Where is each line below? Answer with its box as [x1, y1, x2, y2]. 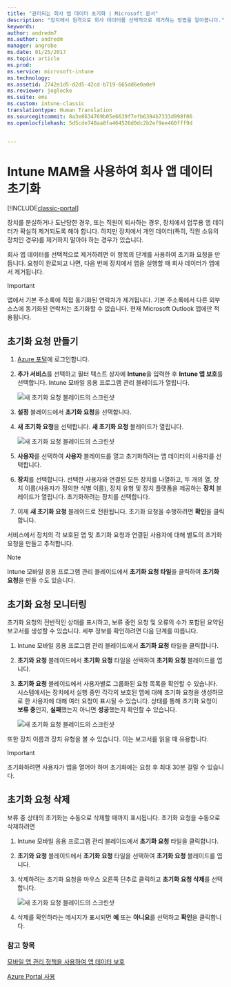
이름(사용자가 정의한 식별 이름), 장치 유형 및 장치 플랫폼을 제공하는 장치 [24, 484, 215, 492]
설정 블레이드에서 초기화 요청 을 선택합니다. [17, 408, 132, 416]
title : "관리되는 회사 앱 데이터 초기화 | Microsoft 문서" [7, 10, 159, 17]
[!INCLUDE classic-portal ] [7, 204, 79, 212]
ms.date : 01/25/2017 [7, 49, 67, 56]
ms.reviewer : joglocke [7, 87, 72, 94]
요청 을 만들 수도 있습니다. [7, 576, 76, 585]
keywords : [7, 23, 36, 30]
